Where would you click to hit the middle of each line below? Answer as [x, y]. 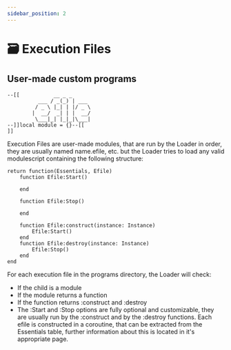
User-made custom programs [72, 79]
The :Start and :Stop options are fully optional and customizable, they [115, 309]
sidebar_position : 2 [37, 13]
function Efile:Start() [54, 177]
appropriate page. [43, 339]
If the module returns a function [62, 295]
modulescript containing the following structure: [75, 158]
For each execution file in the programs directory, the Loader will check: [109, 274]
